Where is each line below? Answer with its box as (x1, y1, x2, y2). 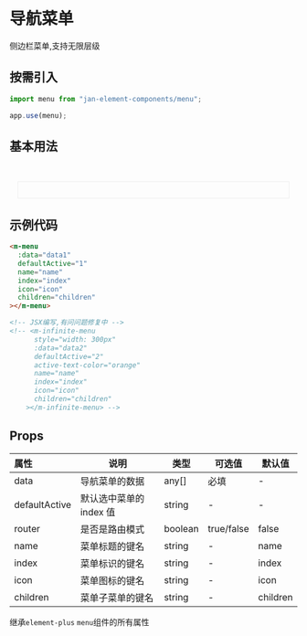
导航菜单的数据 (79, 474, 144, 487)
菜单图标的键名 (79, 574, 144, 587)
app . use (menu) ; (9, 111, 68, 120)
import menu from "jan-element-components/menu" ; (9, 94, 203, 103)
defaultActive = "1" (17, 259, 89, 268)
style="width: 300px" (33, 334, 117, 344)
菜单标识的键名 (79, 556, 144, 569)
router (14, 522, 41, 535)
